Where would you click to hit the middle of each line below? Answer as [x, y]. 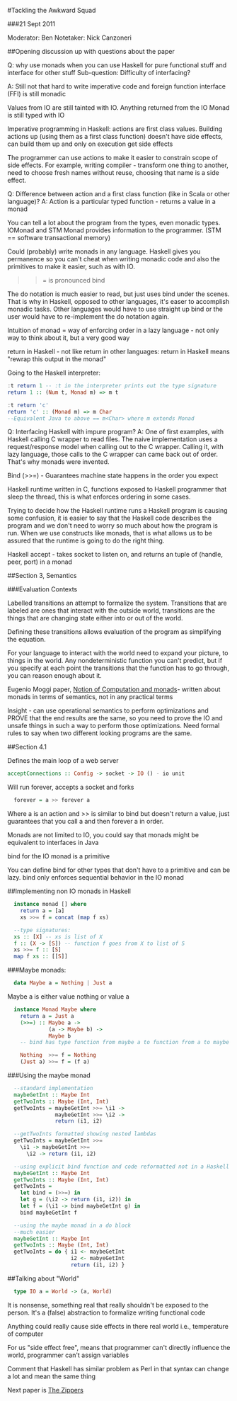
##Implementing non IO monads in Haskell [69, 891]
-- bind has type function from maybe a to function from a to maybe [125, 1043]
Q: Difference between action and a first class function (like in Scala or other [118, 194]
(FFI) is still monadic [36, 94]
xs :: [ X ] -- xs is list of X [58, 937]
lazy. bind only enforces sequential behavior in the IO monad [96, 878]
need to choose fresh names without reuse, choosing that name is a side [113, 172]
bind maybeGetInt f [49, 1213]
